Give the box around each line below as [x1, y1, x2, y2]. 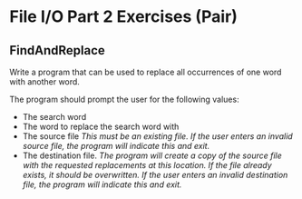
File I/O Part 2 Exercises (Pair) [9, 6, 238, 27]
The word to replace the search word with [22, 121, 180, 132]
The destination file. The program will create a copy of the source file [22, 150, 283, 161]
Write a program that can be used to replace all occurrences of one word [9, 66, 282, 77]
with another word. [9, 76, 80, 87]
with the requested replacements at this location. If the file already [22, 160, 272, 170]
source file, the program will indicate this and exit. [22, 141, 210, 151]
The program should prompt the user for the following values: [9, 94, 239, 104]
